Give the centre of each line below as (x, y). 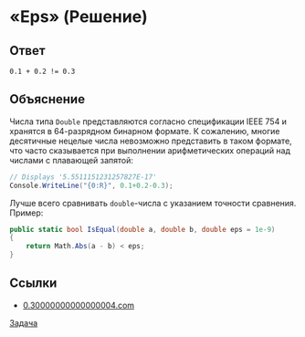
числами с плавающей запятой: (72, 160)
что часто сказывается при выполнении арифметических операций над (150, 150)
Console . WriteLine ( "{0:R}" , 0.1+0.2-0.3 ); (91, 185)
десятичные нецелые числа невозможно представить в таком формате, (151, 141)
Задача (24, 322)
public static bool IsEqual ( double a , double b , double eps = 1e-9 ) (142, 229)
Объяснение (47, 99)
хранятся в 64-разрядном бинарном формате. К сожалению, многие (145, 131)
